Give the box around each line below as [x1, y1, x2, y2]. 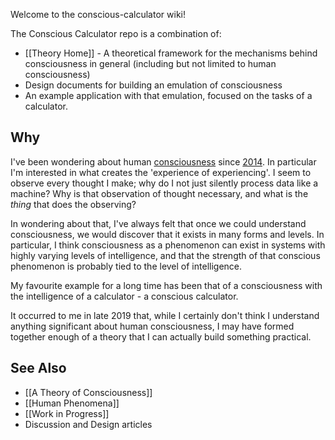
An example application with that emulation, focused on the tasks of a [24, 90, 313, 101]
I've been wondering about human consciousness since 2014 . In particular [10, 155, 317, 168]
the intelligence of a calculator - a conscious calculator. [10, 290, 239, 302]
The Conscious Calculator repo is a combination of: [10, 28, 222, 39]
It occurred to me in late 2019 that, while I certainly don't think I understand [10, 309, 320, 321]
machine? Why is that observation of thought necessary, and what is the [10, 187, 309, 199]
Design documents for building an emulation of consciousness [24, 79, 283, 91]
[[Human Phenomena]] [24, 397, 120, 409]
